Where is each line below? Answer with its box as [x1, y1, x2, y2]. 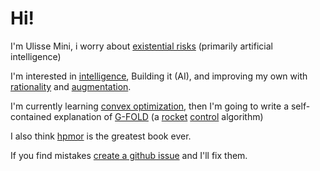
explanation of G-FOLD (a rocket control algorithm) [53, 110, 264, 122]
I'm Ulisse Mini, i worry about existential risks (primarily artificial [10, 40, 273, 52]
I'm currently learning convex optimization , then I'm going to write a [10, 100, 290, 112]
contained [10, 110, 52, 122]
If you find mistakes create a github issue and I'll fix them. [10, 149, 248, 161]
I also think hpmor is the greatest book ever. [10, 130, 192, 142]
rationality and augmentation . [10, 80, 132, 92]
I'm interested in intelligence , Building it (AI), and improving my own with [10, 70, 308, 82]
